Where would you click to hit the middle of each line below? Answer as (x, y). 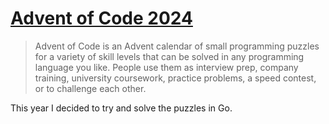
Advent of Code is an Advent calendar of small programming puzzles (177, 46)
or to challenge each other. (90, 88)
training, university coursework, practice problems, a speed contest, (175, 78)
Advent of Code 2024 (101, 18)
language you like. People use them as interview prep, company (166, 67)
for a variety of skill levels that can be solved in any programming (169, 56)
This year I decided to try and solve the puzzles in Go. (121, 108)
